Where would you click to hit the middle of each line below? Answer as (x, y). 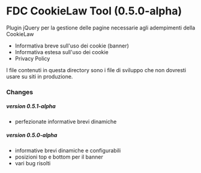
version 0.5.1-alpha (31, 106)
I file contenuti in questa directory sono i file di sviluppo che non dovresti (96, 70)
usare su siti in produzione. (40, 76)
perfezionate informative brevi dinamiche (66, 121)
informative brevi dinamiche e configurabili (68, 150)
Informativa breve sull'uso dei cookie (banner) (72, 46)
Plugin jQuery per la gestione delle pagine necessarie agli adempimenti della (101, 28)
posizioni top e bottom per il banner (59, 157)
